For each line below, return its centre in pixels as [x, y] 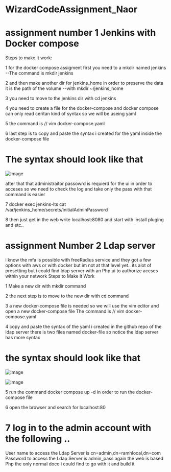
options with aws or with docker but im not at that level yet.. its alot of [78, 265]
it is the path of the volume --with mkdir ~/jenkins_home [64, 88]
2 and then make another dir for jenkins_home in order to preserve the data [84, 83]
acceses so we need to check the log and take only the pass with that [79, 189]
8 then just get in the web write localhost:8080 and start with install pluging [85, 220]
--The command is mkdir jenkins [39, 73]
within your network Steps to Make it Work [50, 276]
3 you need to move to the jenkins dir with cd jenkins [61, 99]
